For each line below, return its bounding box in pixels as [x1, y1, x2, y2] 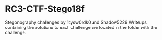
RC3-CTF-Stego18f [5, 3, 85, 14]
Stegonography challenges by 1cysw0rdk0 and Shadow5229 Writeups [5, 19, 147, 25]
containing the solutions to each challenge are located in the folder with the [5, 24, 158, 30]
